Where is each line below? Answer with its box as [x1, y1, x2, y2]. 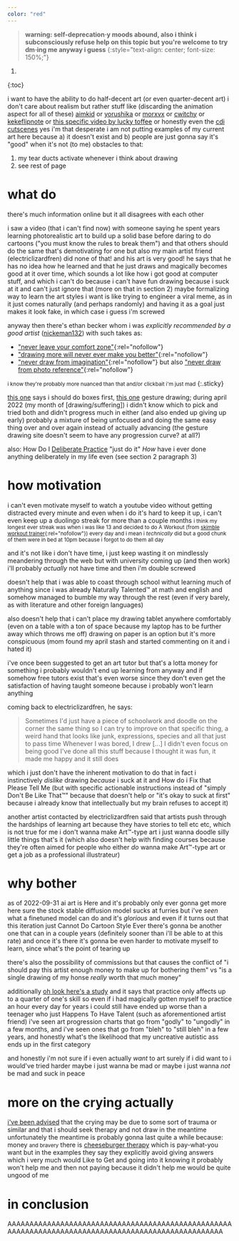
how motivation [7, 477, 102, 493]
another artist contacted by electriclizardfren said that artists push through [7, 812, 227, 821]
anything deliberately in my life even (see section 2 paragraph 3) [7, 452, 198, 461]
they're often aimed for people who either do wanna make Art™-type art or [7, 843, 226, 851]
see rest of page [17, 161, 66, 170]
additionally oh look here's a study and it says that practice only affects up [7, 987, 226, 996]
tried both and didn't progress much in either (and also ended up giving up [7, 408, 227, 416]
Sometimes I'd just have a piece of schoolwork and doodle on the [24, 716, 218, 725]
